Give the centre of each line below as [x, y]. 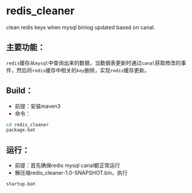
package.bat [21, 130]
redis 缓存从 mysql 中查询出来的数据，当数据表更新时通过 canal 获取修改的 [94, 63]
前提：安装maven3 [38, 106]
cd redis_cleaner [28, 125]
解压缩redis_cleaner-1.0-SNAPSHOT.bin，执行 [71, 173]
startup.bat [21, 184]
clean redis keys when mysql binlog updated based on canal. [81, 27]
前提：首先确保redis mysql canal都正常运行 [67, 165]
